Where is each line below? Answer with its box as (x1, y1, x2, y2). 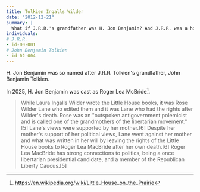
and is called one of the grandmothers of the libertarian (20, 118, 157, 125)
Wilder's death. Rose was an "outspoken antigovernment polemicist (20, 112, 187, 119)
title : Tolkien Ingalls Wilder (6, 8, 84, 15)
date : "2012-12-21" (6, 14, 55, 20)
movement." (157, 118, 187, 125)
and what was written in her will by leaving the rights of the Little (20, 137, 180, 144)
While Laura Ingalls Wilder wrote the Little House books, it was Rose (20, 99, 188, 107)
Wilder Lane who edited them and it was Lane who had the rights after (20, 105, 193, 113)
